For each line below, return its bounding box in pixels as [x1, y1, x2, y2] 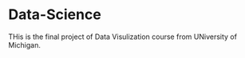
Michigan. [8, 40, 41, 49]
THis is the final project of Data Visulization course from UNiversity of [8, 32, 238, 41]
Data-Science [8, 6, 101, 24]
